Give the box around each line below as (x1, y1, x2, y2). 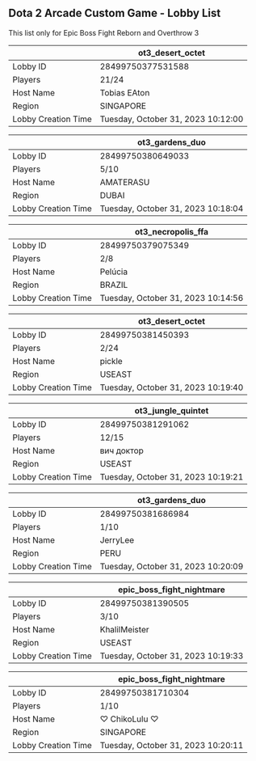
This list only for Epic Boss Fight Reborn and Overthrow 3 (8, 27, 199, 37)
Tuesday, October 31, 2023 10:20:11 (99, 739, 244, 750)
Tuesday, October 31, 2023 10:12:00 (99, 113, 244, 125)
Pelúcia (99, 266, 128, 277)
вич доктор (99, 445, 144, 456)
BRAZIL (99, 279, 128, 290)
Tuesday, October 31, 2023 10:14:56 (99, 292, 244, 303)
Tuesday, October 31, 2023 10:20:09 (99, 560, 244, 572)
